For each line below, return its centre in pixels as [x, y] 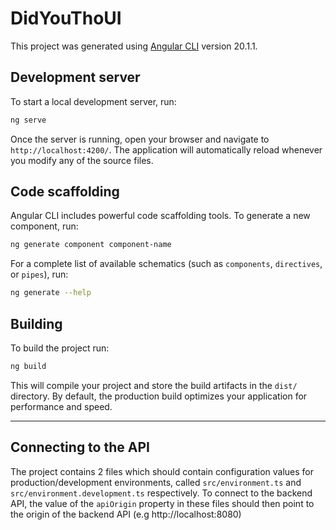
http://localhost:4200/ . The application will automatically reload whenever [166, 149]
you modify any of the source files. [82, 160]
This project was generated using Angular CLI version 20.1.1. [134, 46]
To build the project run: [60, 348]
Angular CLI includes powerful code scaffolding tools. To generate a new [160, 216]
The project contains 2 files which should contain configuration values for [162, 471]
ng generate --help [51, 293]
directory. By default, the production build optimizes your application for [159, 396]
